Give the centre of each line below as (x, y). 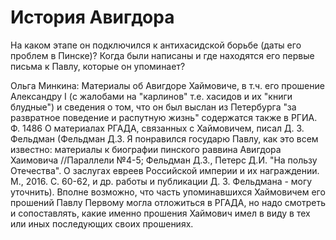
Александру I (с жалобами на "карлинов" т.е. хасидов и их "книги (151, 96)
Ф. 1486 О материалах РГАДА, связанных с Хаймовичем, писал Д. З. (157, 128)
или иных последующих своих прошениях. (102, 223)
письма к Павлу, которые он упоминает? (98, 66)
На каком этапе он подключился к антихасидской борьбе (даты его (156, 45)
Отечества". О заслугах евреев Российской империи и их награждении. (165, 170)
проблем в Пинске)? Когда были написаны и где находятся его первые (162, 55)
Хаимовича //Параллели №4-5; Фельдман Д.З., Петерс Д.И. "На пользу (164, 160)
